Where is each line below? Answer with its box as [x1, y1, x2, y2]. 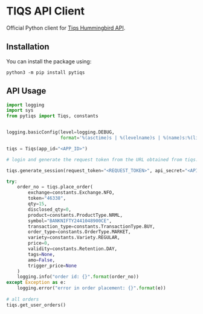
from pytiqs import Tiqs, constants [6, 113, 98, 119]
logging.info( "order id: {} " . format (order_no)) [17, 274, 139, 280]
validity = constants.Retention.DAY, [28, 246, 118, 252]
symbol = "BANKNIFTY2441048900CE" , [28, 217, 112, 224]
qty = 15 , [28, 201, 47, 207]
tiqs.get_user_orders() [6, 302, 66, 308]
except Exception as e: [6, 280, 66, 286]
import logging [6, 101, 45, 108]
